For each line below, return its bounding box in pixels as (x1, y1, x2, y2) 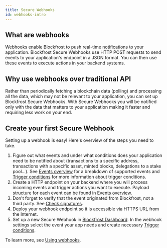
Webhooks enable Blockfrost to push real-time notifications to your (5, 44, 144, 50)
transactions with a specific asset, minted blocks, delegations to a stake (12, 163, 161, 169)
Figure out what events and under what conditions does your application (12, 152, 162, 158)
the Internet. (12, 211, 38, 217)
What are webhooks (5, 31, 69, 39)
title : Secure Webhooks (5, 7, 55, 13)
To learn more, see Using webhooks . (5, 237, 81, 243)
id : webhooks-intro (5, 12, 46, 17)
